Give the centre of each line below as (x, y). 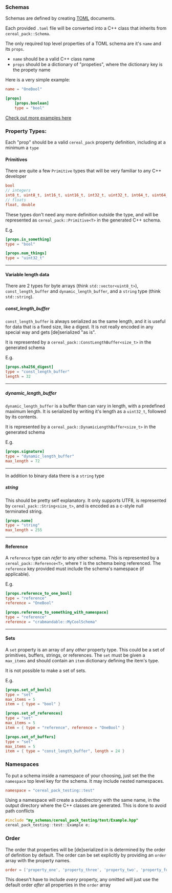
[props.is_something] (28, 239)
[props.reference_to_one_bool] (39, 594)
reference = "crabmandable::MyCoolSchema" (51, 622)
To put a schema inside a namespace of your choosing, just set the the (80, 776)
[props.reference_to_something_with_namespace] (57, 612)
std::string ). (19, 297)
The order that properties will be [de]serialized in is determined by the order (85, 849)
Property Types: (26, 131)
